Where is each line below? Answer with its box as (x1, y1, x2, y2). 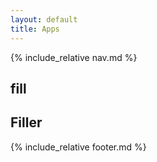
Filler (10, 114, 43, 131)
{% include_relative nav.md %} (10, 51, 138, 63)
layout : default (10, 14, 78, 25)
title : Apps (10, 24, 60, 34)
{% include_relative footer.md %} (10, 141, 147, 153)
